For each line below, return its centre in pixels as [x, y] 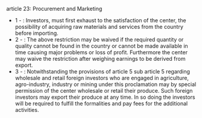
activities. [27, 110]
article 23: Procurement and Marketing [54, 9]
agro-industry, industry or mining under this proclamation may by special [106, 84]
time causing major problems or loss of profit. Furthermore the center [101, 52]
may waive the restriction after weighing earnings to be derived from [100, 59]
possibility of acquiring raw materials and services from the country [99, 27]
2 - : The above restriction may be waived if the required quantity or [99, 39]
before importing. [36, 33]
